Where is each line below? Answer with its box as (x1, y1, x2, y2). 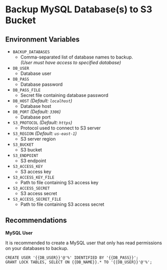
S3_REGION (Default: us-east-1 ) (12, 130, 77, 137)
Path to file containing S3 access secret (20, 201, 105, 207)
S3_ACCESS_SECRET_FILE (12, 197, 61, 202)
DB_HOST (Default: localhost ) (12, 98, 73, 104)
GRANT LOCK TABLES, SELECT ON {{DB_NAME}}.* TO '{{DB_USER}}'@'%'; (5, 259, 153, 265)
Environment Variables (5, 35, 80, 44)
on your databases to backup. (5, 245, 69, 251)
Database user (20, 70, 52, 76)
